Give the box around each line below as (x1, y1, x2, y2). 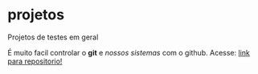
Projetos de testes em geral (7, 32, 99, 42)
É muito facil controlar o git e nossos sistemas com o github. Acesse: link (7, 47, 251, 57)
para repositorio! (7, 56, 63, 66)
